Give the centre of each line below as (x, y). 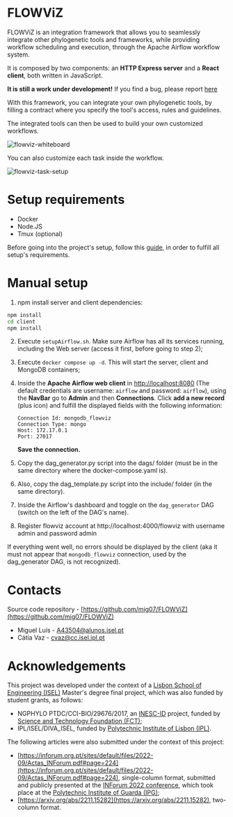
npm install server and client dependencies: (80, 302)
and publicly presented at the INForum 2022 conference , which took (115, 785)
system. (18, 54)
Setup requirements (66, 200)
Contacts (34, 590)
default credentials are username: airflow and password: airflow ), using (122, 391)
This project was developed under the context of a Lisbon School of (104, 685)
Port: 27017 (34, 437)
